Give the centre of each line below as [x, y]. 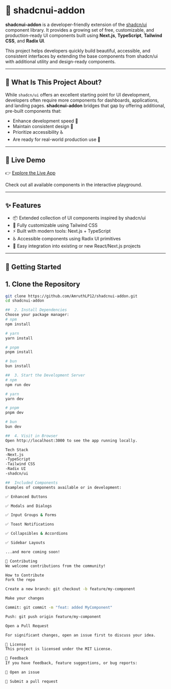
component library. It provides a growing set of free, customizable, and [80, 30]
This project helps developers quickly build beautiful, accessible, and [78, 51]
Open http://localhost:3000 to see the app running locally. [72, 440]
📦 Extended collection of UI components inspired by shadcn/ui [79, 218]
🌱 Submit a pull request [32, 681]
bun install [18, 366]
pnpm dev [15, 413]
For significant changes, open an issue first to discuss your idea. [81, 635]
